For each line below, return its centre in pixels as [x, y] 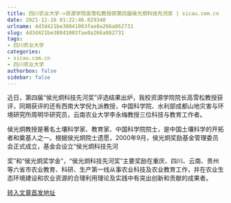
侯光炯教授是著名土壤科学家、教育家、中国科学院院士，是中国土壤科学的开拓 [115, 129]
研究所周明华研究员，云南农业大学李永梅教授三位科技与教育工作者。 [109, 115]
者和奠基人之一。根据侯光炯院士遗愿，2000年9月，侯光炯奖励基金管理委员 [113, 138]
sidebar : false [29, 77]
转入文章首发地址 [31, 193]
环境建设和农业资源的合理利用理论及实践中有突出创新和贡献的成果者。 [112, 178]
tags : [15, 39]
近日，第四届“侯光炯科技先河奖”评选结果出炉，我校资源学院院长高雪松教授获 [115, 97]
